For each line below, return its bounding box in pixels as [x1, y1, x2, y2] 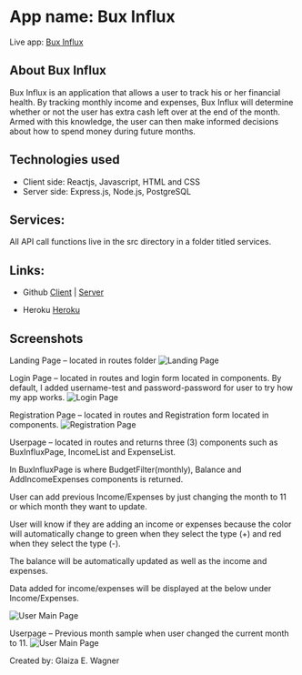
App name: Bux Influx [9, 6, 176, 27]
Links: [9, 262, 45, 278]
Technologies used [9, 152, 120, 167]
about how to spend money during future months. [9, 126, 196, 136]
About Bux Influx [9, 63, 106, 78]
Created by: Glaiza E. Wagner [9, 655, 120, 666]
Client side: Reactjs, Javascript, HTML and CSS [22, 176, 201, 187]
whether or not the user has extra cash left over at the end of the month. [9, 106, 280, 117]
